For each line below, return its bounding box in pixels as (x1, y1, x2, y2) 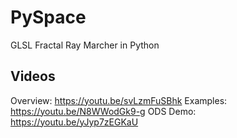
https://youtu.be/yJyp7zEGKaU (10, 116, 139, 128)
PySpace (10, 6, 87, 29)
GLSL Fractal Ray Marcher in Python (10, 39, 160, 51)
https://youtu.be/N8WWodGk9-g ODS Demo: (10, 105, 197, 117)
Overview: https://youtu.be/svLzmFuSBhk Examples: (10, 94, 228, 106)
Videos (10, 68, 56, 85)
